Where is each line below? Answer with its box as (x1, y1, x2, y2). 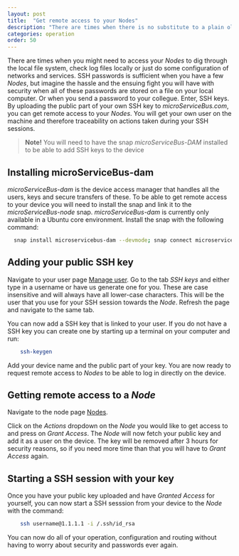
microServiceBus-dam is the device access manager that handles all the (7, 185, 220, 193)
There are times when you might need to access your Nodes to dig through (7, 56, 228, 65)
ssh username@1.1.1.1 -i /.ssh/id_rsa (20, 520, 135, 528)
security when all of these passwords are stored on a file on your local (7, 87, 213, 95)
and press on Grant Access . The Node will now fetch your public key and (7, 429, 222, 438)
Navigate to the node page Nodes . (7, 408, 108, 417)
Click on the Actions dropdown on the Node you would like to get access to (7, 422, 228, 430)
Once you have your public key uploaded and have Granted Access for (7, 491, 216, 500)
